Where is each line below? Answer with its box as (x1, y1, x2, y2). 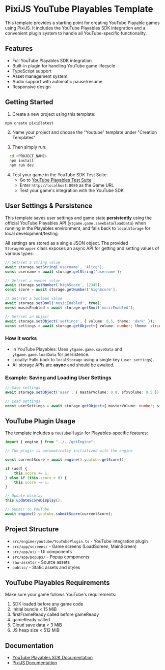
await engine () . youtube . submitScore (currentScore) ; (5, 511, 113, 516)
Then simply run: (12, 144, 47, 150)
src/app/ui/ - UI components (12, 548, 72, 554)
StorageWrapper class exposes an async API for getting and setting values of (5, 245, 160, 251)
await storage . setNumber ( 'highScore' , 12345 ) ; (5, 283, 102, 287)
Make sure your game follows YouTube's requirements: (5, 592, 116, 598)
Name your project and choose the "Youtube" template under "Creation (12, 129, 157, 135)
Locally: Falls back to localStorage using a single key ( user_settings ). (12, 356, 154, 362)
